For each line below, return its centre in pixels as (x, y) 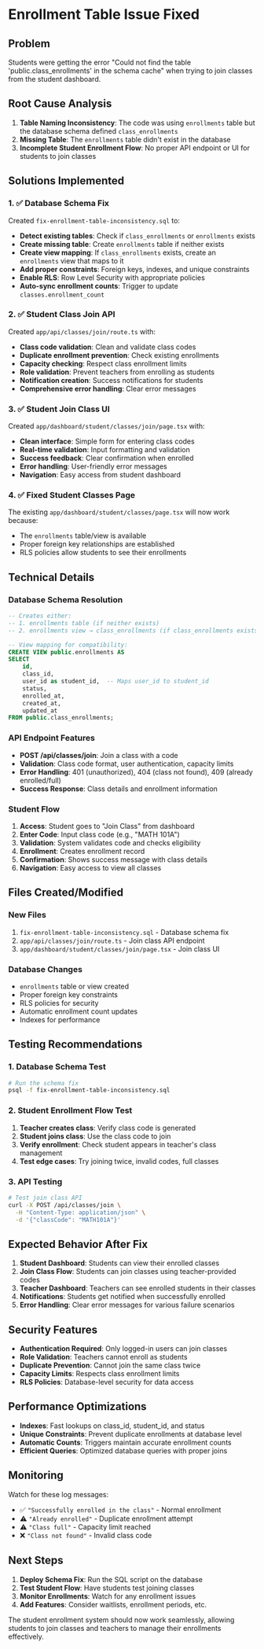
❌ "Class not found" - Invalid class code (86, 1535)
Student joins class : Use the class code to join (95, 1136)
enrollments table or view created (74, 986)
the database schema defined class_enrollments (99, 131)
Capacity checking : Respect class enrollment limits (103, 363)
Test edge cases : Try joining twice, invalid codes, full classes (119, 1161)
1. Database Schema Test (57, 1067)
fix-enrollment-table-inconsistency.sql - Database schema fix (124, 932)
